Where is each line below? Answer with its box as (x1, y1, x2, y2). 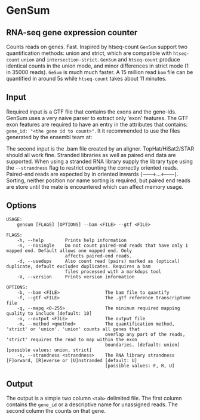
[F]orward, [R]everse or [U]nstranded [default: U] (6, 357, 137, 363)
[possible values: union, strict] (6, 347, 93, 353)
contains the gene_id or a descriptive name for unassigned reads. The (6, 401, 178, 408)
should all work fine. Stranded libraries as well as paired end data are (6, 151, 176, 158)
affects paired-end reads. (64, 253, 133, 259)
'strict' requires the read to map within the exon (6, 336, 137, 342)
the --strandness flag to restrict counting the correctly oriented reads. (6, 164, 179, 171)
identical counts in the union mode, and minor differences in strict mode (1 (6, 62, 189, 69)
